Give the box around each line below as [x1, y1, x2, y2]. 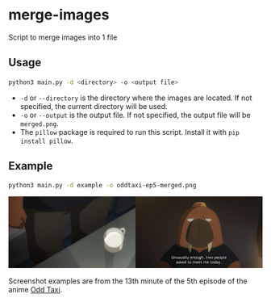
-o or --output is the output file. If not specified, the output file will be [19, 110, 252, 120]
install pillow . [19, 136, 74, 145]
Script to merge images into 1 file [8, 32, 118, 42]
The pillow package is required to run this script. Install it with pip [19, 127, 240, 136]
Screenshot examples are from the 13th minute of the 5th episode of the [8, 276, 248, 286]
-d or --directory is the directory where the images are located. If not [19, 93, 252, 103]
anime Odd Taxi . [8, 285, 63, 295]
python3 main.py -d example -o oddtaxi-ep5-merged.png [8, 182, 197, 190]
